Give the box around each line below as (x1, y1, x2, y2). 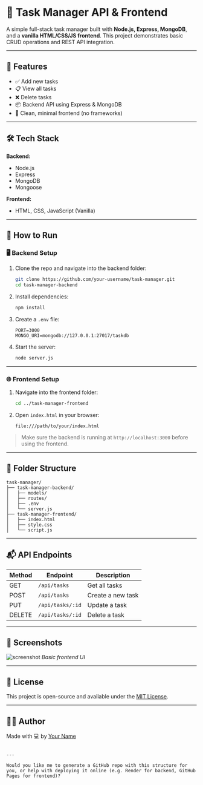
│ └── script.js (6, 527, 53, 533)
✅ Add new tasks (14, 77, 59, 85)
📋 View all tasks (14, 85, 57, 92)
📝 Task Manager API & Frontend (6, 5, 168, 19)
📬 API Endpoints (6, 550, 72, 560)
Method (9, 571, 33, 579)
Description (95, 571, 130, 579)
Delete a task (87, 611, 125, 619)
